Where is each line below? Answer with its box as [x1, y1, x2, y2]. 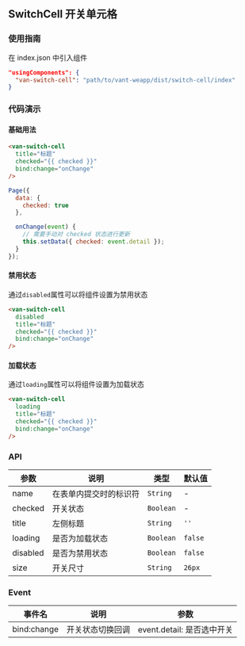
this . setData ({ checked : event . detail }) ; [22, 238, 165, 246]
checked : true [22, 201, 69, 209]
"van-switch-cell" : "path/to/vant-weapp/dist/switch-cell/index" [15, 76, 236, 84]
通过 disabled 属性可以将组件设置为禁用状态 [8, 289, 148, 299]
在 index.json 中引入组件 [8, 52, 88, 62]
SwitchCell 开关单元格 [8, 7, 117, 21]
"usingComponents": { [8, 68, 80, 77]
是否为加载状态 [52, 533, 109, 544]
